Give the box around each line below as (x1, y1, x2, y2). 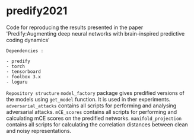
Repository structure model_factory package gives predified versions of (6, 89, 185, 96)
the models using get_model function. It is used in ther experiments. (6, 96, 171, 103)
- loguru (6, 79, 28, 85)
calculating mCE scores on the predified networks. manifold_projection (6, 114, 182, 122)
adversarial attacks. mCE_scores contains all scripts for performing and (6, 108, 177, 115)
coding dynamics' (6, 36, 50, 43)
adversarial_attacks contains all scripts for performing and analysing (6, 102, 177, 109)
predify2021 (6, 4, 68, 18)
